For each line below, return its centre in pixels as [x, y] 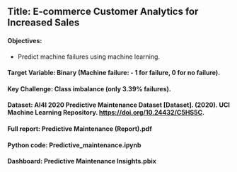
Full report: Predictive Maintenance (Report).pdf [80, 128]
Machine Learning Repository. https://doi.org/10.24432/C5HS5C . [106, 113]
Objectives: [25, 40]
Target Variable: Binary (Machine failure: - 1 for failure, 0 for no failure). [114, 73]
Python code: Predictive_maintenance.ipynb [74, 145]
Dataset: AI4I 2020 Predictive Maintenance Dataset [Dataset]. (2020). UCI [118, 105]
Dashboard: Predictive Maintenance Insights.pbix [82, 161]
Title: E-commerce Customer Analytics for [103, 12]
